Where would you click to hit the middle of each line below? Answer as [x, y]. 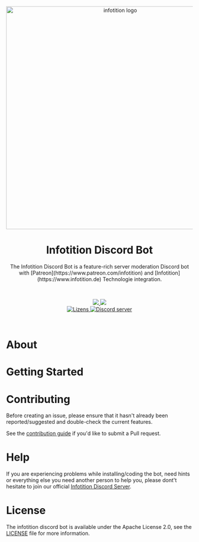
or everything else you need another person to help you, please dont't [92, 480]
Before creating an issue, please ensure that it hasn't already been [87, 415]
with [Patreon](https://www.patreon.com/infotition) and [86, 273]
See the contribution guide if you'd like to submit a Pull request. [84, 433]
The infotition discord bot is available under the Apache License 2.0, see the [99, 527]
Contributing [38, 399]
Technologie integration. [132, 279]
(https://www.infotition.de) [69, 279]
